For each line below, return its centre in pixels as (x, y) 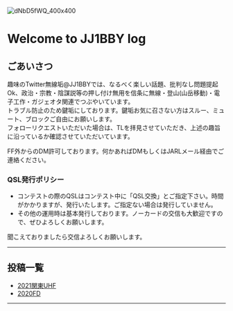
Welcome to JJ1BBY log (77, 39)
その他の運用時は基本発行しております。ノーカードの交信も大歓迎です (117, 214)
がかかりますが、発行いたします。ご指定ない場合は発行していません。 (117, 205)
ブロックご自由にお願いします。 (71, 119)
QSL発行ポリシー (36, 180)
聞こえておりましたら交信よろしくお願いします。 (77, 237)
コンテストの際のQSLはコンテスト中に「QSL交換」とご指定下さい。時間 (120, 196)
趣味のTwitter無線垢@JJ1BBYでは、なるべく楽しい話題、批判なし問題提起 (113, 84)
